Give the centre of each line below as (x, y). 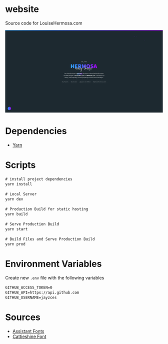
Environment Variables (53, 264)
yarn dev (14, 199)
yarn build (16, 214)
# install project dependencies (39, 179)
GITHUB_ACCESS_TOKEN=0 (29, 288)
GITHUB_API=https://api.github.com (42, 293)
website (22, 9)
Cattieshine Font (29, 336)
